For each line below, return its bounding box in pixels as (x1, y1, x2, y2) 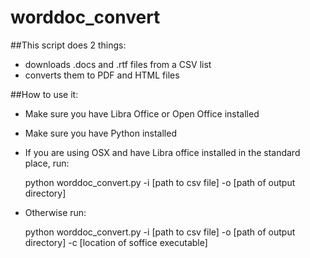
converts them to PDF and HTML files (24, 69, 180, 81)
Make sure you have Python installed (24, 127, 177, 139)
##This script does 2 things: (10, 39, 127, 51)
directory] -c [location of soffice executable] (24, 236, 208, 248)
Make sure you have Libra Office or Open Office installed (24, 107, 260, 120)
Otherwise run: (24, 206, 87, 218)
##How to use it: (10, 88, 79, 100)
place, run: (24, 157, 70, 169)
